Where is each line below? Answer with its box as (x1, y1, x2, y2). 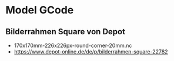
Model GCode (5, 3, 74, 17)
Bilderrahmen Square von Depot (5, 27, 126, 37)
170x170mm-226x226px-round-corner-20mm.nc (14, 42, 132, 49)
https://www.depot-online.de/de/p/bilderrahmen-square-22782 (14, 48, 168, 55)
